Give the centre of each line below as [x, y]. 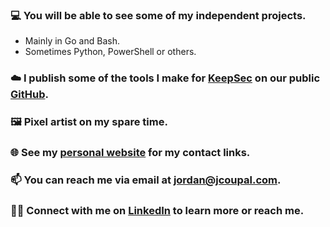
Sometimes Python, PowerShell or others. [110, 52]
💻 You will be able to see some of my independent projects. [158, 15]
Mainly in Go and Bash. [72, 41]
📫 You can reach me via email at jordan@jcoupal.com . [146, 180]
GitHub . [29, 95]
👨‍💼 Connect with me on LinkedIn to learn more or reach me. [157, 210]
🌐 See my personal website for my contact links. [130, 153]
